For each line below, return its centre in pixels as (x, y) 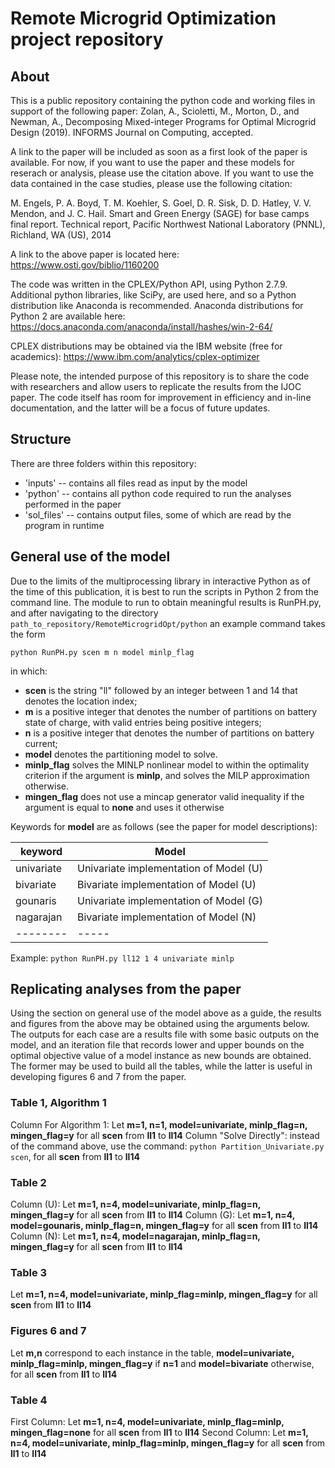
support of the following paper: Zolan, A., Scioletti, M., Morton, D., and (155, 111)
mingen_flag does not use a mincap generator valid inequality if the (164, 796)
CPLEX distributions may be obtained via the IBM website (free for (146, 346)
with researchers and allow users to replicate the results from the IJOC (156, 386)
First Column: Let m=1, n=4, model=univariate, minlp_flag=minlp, (147, 1421)
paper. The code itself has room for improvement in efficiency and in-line (161, 397)
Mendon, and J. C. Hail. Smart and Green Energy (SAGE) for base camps (160, 213)
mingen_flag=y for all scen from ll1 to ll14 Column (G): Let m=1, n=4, (153, 1215)
